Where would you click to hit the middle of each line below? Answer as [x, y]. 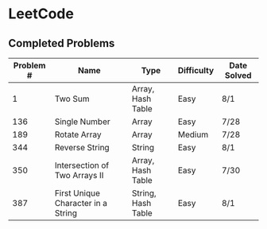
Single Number [83, 122]
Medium [193, 134]
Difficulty [196, 70]
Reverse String [82, 147]
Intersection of [82, 165]
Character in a [81, 203]
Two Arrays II [79, 175]
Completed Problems [62, 43]
